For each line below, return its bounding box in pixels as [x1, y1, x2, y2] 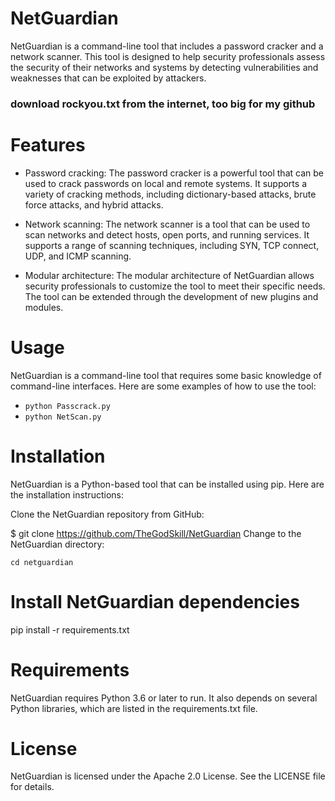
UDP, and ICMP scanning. [24, 250, 132, 262]
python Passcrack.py [24, 401, 111, 411]
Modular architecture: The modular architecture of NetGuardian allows [24, 269, 315, 281]
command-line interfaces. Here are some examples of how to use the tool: [10, 380, 317, 392]
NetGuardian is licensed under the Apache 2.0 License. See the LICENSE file [10, 770, 326, 782]
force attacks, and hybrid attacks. [24, 198, 164, 211]
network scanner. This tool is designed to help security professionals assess [10, 50, 326, 62]
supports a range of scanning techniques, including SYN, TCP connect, [24, 239, 320, 251]
